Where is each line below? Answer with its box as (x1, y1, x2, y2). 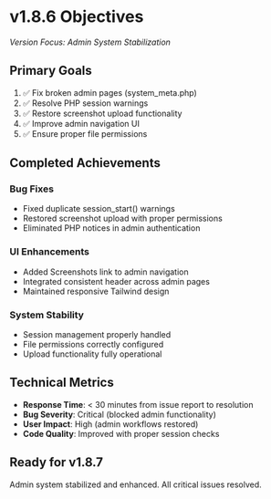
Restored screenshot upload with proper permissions (22, 213, 224, 224)
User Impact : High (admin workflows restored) (22, 418, 199, 430)
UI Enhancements (9, 245, 89, 258)
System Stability (9, 308, 85, 321)
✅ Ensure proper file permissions (22, 128, 148, 139)
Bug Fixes (9, 182, 55, 195)
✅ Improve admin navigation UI (22, 118, 140, 129)
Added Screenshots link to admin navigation (22, 266, 189, 277)
